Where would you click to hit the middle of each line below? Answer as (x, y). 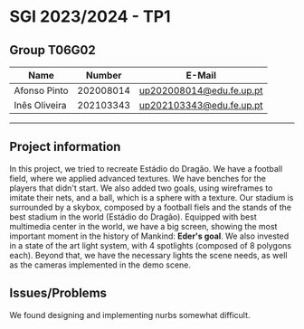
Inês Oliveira (40, 105)
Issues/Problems (58, 293)
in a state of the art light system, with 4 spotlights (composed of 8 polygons (151, 245)
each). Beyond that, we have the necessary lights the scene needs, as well (148, 255)
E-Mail (201, 75)
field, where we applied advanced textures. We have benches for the (138, 178)
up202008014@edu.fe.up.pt (201, 90)
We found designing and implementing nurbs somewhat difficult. (130, 315)
